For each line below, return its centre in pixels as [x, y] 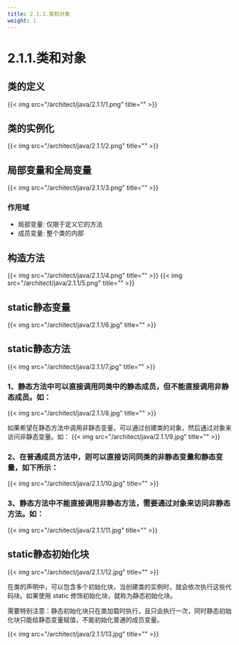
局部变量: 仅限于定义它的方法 [60, 225]
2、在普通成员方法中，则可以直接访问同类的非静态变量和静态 [112, 457]
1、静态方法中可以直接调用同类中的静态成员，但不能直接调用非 [115, 386]
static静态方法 [39, 349]
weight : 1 [22, 21]
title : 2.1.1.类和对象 [39, 14]
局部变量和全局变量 [49, 170]
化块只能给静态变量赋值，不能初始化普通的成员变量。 [85, 619]
